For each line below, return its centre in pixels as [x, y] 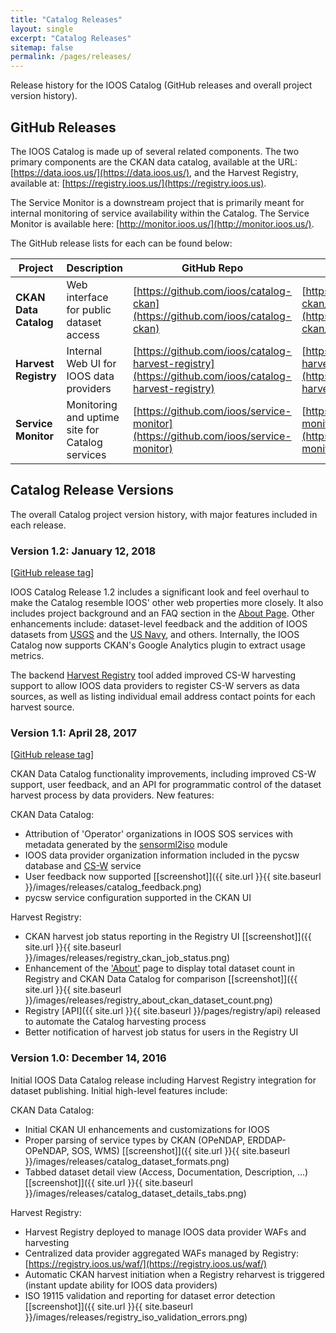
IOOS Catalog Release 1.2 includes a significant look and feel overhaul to [160, 592]
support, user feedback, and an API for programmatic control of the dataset [166, 785]
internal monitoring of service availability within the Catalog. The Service [160, 213]
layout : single [42, 29]
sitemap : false [42, 47]
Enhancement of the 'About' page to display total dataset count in [160, 968]
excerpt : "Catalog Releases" [71, 38]
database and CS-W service [83, 866]
